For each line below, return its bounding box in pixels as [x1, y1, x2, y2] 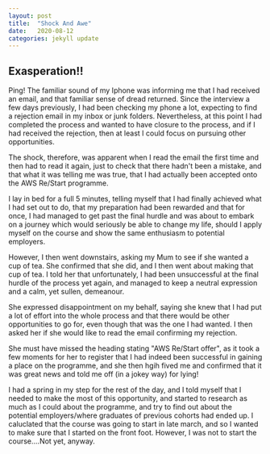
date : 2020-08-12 [8, 27, 74, 35]
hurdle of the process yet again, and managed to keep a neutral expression [8, 278, 258, 288]
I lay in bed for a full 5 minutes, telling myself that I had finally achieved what [8, 194, 262, 204]
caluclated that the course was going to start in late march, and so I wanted [8, 419, 259, 429]
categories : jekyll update [8, 34, 99, 43]
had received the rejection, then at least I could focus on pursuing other [8, 128, 247, 138]
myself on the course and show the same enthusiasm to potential [8, 228, 226, 238]
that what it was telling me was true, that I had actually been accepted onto [8, 170, 258, 180]
